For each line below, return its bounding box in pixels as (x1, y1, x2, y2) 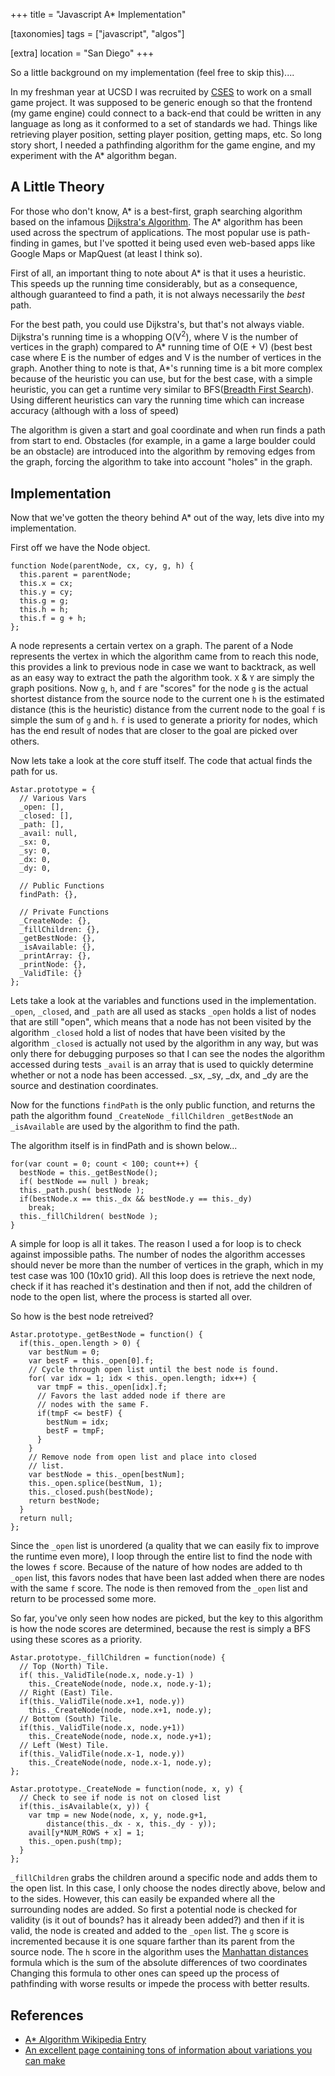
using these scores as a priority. (10, 1634, 143, 1646)
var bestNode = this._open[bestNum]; (28, 1470, 186, 1480)
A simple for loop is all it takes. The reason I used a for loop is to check (10, 1238, 302, 1250)
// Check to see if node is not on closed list (19, 1793, 222, 1803)
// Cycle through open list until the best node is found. (28, 1365, 280, 1375)
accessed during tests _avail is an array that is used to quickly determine (10, 1059, 314, 1071)
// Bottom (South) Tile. (19, 1714, 123, 1724)
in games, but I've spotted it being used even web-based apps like (41, 237, 316, 249)
